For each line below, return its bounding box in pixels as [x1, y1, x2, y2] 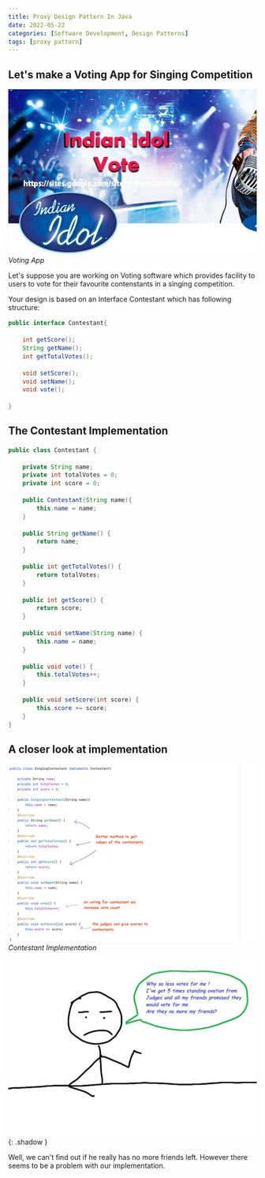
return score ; [36, 604, 83, 612]
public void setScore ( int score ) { [22, 696, 140, 704]
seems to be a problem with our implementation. [8, 1161, 166, 1170]
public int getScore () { [22, 596, 104, 604]
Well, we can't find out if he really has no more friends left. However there [8, 1152, 248, 1161]
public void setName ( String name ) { [22, 630, 144, 638]
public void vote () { [22, 663, 93, 671]
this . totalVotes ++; [36, 671, 101, 679]
